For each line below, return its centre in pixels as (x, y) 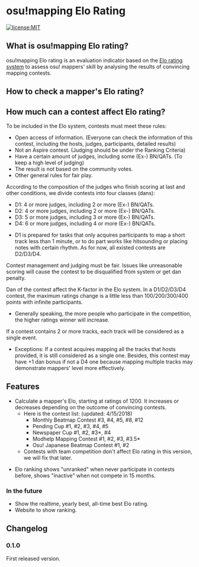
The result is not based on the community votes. (74, 169)
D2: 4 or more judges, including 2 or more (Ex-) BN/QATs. (85, 211)
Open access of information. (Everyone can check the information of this (104, 137)
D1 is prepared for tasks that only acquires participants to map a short (100, 235)
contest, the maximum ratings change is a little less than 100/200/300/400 (97, 295)
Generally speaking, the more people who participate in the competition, (103, 313)
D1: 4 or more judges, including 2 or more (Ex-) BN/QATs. (84, 204)
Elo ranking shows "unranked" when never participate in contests (94, 469)
